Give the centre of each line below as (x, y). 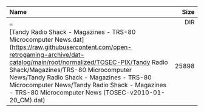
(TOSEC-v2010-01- (134, 92)
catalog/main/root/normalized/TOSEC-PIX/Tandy (80, 62)
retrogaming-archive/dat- (47, 55)
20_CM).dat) (27, 100)
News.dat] (69, 40)
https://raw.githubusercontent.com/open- (72, 47)
